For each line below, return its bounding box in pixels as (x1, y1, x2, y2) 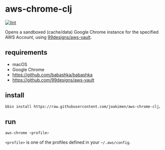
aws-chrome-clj (5, 3, 72, 15)
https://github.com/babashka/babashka (12, 72, 93, 78)
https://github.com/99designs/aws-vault (12, 77, 95, 83)
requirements (5, 48, 48, 57)
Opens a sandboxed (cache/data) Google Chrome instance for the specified (5, 29, 159, 35)
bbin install (5, 104, 32, 109)
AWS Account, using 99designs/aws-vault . (5, 34, 92, 40)
